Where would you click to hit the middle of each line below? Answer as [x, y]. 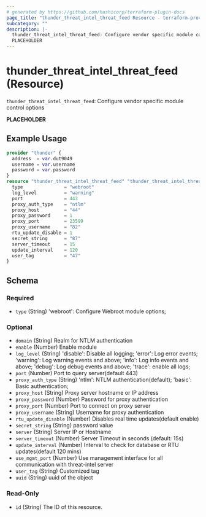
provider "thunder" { [34, 153]
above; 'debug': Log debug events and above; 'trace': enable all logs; [103, 367]
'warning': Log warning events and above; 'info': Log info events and [102, 360]
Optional [19, 327]
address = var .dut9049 [42, 158]
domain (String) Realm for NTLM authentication [74, 341]
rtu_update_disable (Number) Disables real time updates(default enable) [107, 419]
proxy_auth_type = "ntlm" [49, 204]
